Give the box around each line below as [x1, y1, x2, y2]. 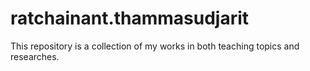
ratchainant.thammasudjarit [10, 7, 250, 30]
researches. [10, 50, 60, 62]
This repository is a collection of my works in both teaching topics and [10, 40, 300, 52]
